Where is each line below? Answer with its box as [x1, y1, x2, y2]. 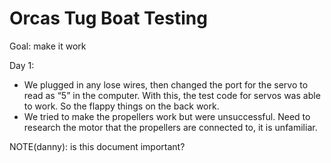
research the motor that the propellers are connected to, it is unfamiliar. [23, 121, 318, 133]
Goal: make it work [9, 40, 87, 52]
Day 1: [9, 59, 35, 71]
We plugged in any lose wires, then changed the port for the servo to [23, 78, 309, 91]
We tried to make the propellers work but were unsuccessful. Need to [23, 110, 311, 122]
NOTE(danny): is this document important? [9, 140, 186, 152]
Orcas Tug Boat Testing [9, 7, 208, 30]
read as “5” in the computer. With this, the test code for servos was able [23, 89, 321, 101]
